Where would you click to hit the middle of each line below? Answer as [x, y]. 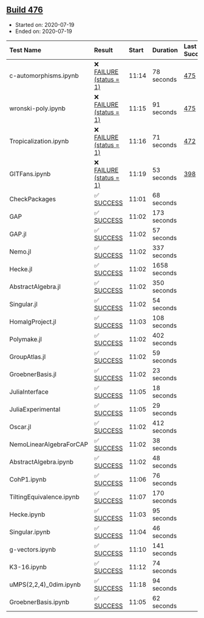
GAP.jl [18, 234]
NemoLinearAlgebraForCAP [49, 444]
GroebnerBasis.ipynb [39, 602]
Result [104, 50]
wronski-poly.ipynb [37, 108]
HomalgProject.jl [33, 321]
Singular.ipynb [30, 531]
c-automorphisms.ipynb [44, 76]
